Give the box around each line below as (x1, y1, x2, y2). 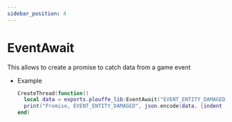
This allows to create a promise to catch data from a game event (7, 63, 191, 71)
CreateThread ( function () (17, 89, 89, 97)
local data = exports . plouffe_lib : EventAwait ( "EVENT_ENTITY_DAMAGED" (24, 96, 229, 103)
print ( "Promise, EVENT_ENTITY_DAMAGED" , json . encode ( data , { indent (24, 103, 223, 110)
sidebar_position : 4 (7, 10, 67, 17)
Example (17, 76, 43, 85)
